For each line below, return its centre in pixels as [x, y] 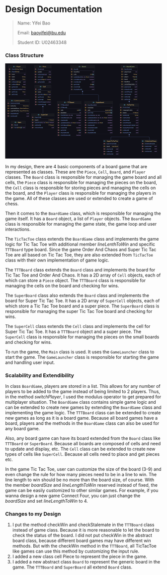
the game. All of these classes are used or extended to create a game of [79, 198]
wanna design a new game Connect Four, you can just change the [73, 496]
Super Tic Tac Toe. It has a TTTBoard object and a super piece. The [73, 331]
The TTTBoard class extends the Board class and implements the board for [80, 270]
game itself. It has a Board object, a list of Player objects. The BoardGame [78, 219]
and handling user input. [30, 362]
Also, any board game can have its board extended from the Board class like [83, 438]
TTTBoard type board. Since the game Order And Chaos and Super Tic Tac [81, 249]
